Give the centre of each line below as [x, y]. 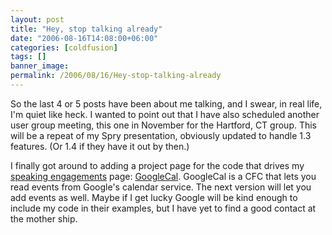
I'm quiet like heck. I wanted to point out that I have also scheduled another [165, 114]
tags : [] [28, 57]
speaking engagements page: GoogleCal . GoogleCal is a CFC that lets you [163, 176]
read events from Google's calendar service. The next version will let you [161, 187]
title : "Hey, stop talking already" [86, 29]
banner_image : [40, 66]
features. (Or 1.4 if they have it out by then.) [100, 146]
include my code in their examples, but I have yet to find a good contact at [163, 208]
